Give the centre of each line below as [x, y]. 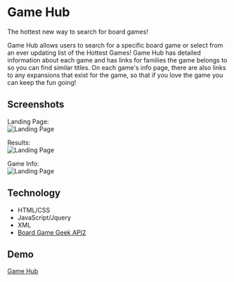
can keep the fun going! [42, 82]
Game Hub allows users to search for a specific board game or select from [115, 45]
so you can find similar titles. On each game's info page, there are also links [117, 67]
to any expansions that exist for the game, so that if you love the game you [115, 75]
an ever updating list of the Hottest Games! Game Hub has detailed [104, 53]
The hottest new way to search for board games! [78, 32]
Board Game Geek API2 [52, 232]
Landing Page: [28, 121]
